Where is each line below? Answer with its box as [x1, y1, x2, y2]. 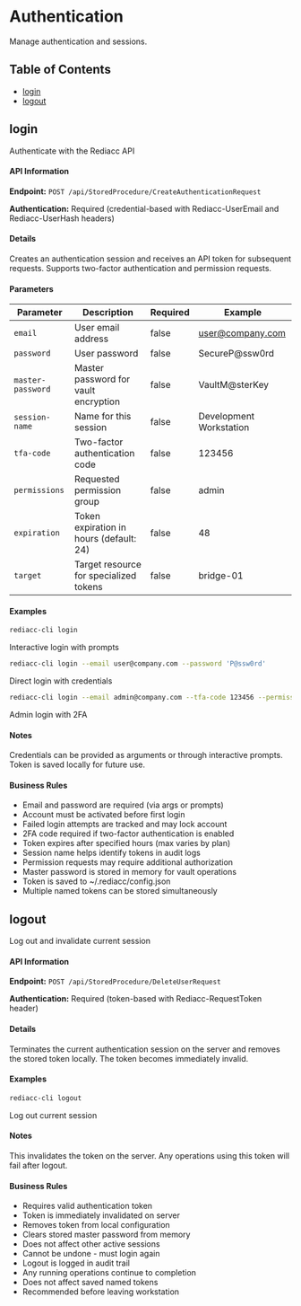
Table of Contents [9, 62, 112, 77]
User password [74, 348, 139, 360]
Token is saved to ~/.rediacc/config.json [21, 876, 171, 887]
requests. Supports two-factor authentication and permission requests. [9, 262, 271, 273]
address [74, 332, 109, 345]
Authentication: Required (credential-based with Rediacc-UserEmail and [9, 203, 279, 214]
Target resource [74, 559, 142, 571]
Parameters [9, 283, 54, 294]
